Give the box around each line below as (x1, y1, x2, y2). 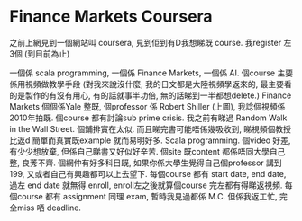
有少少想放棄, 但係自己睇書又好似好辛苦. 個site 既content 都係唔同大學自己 (9, 146, 286, 156)
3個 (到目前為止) (9, 48, 70, 59)
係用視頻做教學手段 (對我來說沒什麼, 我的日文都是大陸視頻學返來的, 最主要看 (9, 78, 292, 89)
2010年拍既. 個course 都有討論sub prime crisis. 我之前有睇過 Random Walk (9, 112, 288, 123)
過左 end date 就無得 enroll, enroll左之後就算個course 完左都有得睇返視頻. (9, 180, 283, 190)
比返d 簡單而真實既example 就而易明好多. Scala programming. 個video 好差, (9, 135, 291, 146)
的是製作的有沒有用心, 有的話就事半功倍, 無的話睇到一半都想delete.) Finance (9, 90, 292, 101)
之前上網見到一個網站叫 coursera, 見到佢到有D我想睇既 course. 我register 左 (9, 37, 292, 48)
